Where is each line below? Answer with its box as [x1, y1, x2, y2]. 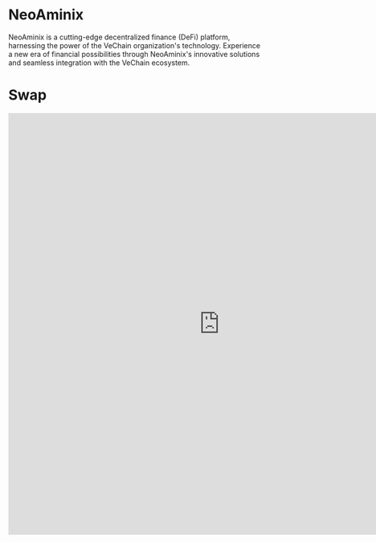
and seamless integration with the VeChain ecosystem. [8, 58, 190, 67]
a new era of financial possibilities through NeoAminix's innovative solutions [8, 49, 260, 59]
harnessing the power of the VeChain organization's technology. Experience [8, 40, 261, 50]
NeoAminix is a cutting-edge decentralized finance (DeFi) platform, [8, 32, 231, 42]
